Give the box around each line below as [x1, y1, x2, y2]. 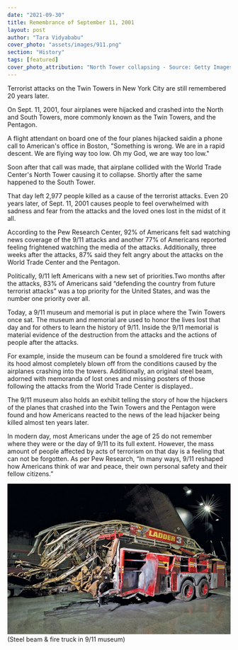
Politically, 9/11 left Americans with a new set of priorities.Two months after [7, 271, 225, 280]
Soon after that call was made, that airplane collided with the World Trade [7, 163, 222, 171]
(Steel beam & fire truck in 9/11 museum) [7, 635, 125, 644]
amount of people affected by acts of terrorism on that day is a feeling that [7, 447, 225, 455]
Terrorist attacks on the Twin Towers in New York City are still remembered [7, 84, 227, 92]
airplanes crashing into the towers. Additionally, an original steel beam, [7, 367, 214, 375]
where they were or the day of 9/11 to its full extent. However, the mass [7, 439, 215, 447]
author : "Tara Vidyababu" [7, 34, 84, 41]
